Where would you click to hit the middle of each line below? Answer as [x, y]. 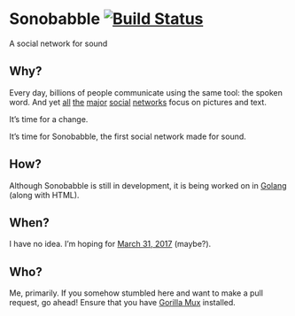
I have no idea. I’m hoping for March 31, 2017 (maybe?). [110, 244]
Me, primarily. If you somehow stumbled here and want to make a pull [136, 293]
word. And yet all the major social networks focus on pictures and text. [138, 102]
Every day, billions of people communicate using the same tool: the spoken [146, 92]
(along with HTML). [44, 195]
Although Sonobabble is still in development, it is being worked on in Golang [148, 185]
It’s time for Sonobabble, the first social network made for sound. [128, 136]
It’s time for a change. [49, 119]
